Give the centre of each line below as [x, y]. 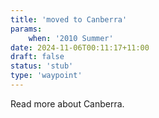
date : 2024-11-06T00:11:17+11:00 [80, 47]
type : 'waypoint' [46, 76]
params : [26, 29]
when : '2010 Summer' [71, 38]
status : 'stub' [42, 66]
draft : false [37, 57]
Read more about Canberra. [67, 103]
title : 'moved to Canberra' [69, 19]
